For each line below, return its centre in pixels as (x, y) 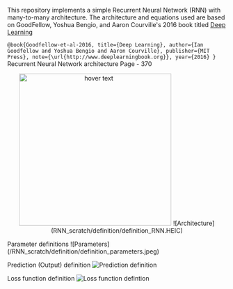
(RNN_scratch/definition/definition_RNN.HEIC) (117, 231)
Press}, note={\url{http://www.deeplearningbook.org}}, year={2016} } (112, 57)
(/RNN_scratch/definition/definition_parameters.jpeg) (83, 251)
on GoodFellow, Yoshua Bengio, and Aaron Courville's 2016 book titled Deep (116, 25)
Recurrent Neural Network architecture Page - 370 (80, 64)
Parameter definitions (38, 244)
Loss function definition (41, 278)
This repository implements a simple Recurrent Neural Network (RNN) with (114, 10)
